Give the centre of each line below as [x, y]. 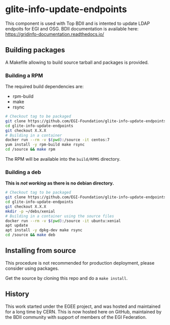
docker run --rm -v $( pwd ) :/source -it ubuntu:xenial [63, 221]
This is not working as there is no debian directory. [60, 183]
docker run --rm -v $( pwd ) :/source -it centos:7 [57, 140]
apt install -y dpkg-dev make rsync [44, 230]
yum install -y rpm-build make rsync [45, 145]
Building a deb [23, 172]
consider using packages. [32, 268]
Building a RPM [24, 76]
